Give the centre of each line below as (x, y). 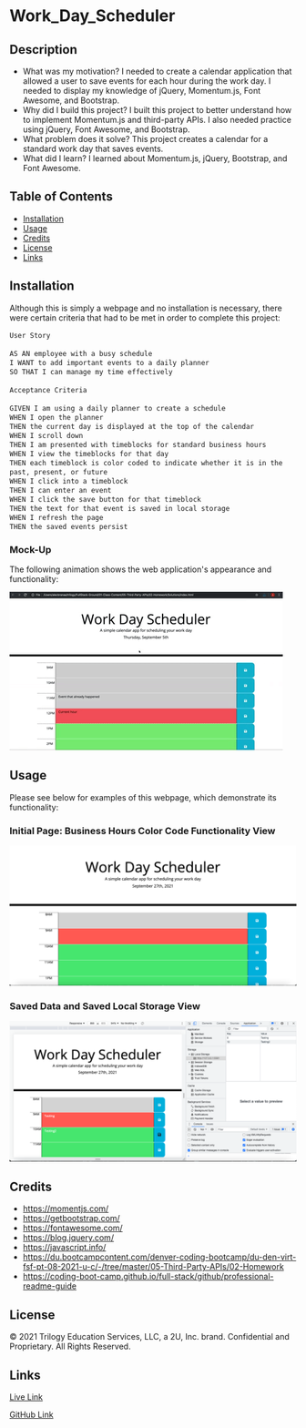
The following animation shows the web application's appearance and (141, 569)
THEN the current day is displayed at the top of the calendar (132, 426)
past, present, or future (58, 472)
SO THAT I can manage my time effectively (91, 372)
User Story (30, 335)
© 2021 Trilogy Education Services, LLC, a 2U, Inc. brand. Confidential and (149, 1337)
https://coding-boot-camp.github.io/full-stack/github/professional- (148, 1277)
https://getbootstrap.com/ (71, 1219)
